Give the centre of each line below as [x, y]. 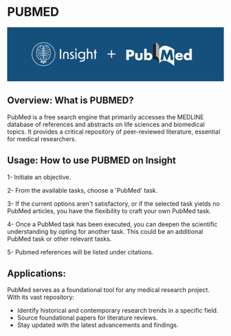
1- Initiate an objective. [39, 177]
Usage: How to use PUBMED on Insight [92, 161]
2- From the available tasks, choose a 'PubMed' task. [82, 190]
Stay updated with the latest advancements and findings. [98, 325]
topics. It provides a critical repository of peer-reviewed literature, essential [114, 132]
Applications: [37, 273]
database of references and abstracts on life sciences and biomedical [106, 124]
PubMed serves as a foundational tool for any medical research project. [108, 290]
